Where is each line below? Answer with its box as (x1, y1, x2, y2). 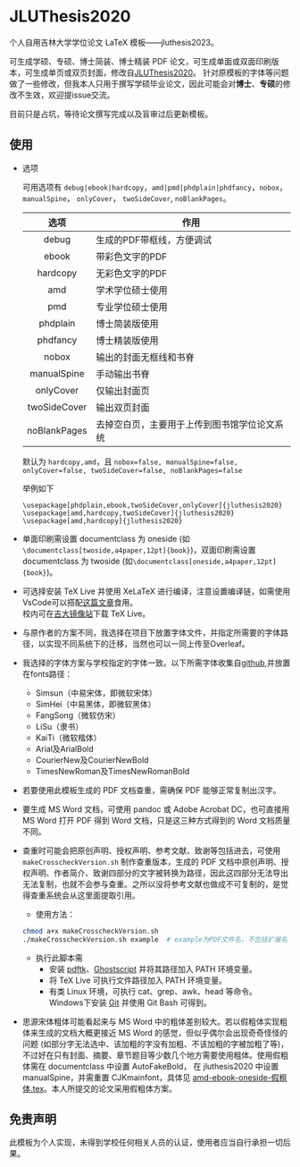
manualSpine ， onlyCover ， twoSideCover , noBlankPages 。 (21, 192, 231, 203)
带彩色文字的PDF (96, 250, 168, 263)
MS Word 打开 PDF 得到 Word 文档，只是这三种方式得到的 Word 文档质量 (21, 815, 291, 825)
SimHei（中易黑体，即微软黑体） (35, 698, 156, 709)
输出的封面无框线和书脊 (96, 351, 195, 363)
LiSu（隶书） (35, 721, 84, 731)
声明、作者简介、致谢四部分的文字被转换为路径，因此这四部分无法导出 (29, 867, 288, 878)
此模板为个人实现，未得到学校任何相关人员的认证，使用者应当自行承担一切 (9, 1137, 283, 1148)
